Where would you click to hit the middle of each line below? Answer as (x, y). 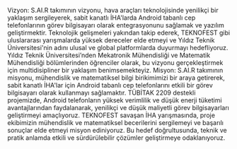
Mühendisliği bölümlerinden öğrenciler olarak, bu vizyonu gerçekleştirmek (115, 62)
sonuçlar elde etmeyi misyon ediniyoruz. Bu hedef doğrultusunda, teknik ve (117, 130)
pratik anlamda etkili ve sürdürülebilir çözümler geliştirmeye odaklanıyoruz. (116, 138)
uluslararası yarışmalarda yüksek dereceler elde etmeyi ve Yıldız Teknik (111, 40)
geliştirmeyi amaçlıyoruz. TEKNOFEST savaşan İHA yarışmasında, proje (111, 115)
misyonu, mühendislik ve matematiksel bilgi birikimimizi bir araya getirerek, (116, 78)
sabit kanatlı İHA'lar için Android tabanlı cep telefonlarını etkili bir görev (110, 85)
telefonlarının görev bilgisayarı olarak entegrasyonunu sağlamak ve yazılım (116, 25)
